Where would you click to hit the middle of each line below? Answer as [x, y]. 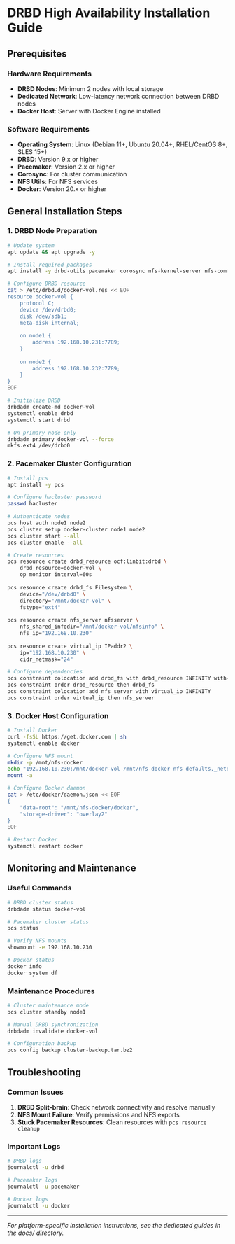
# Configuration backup [42, 1044]
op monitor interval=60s [56, 575]
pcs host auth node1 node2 [47, 523]
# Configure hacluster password [54, 497]
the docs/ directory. [36, 1233]
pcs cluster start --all [43, 536]
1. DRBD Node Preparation [52, 231]
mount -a [20, 776]
